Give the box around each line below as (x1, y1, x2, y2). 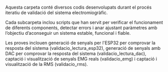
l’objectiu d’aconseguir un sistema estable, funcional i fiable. (5, 30, 131, 36)
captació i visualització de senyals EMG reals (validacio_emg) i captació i (5, 56, 157, 62)
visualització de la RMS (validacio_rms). (5, 61, 88, 67)
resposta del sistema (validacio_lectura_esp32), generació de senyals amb (5, 45, 161, 51)
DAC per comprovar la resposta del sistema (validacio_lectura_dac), (5, 50, 147, 56)
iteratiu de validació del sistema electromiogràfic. (5, 10, 108, 16)
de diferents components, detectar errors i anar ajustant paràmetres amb (5, 25, 158, 31)
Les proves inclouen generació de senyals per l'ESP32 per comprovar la (5, 40, 156, 46)
